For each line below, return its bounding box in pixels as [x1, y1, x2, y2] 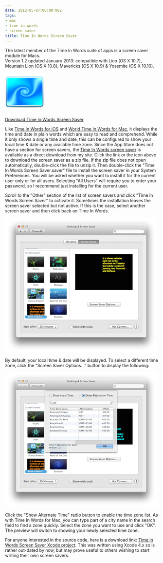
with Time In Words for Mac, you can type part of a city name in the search [5, 517, 156, 523]
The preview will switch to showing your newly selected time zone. [5, 527, 139, 533]
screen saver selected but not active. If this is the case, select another [5, 203, 146, 208]
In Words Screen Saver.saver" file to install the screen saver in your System [5, 168, 156, 173]
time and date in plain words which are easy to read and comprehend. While [5, 131, 158, 137]
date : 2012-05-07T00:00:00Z [5, 8, 62, 13]
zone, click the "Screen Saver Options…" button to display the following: [5, 363, 149, 368]
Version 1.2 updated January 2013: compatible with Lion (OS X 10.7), [5, 58, 142, 63]
